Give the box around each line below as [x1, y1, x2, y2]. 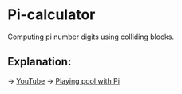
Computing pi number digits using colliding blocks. [7, 32, 175, 41]
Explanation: [7, 55, 72, 69]
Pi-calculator [7, 6, 96, 24]
